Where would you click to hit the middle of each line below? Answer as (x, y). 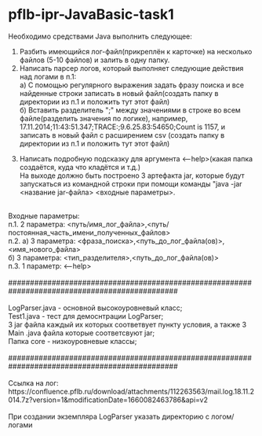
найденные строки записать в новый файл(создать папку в (119, 93)
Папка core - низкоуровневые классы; (73, 341)
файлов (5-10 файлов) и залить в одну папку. (95, 60)
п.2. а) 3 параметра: (42, 241)
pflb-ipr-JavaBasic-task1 (91, 15)
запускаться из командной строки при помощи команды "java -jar (131, 183)
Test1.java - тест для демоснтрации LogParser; (86, 316)
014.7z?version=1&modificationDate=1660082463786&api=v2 (108, 400)
